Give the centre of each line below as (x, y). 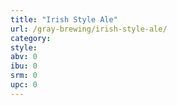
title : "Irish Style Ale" (64, 19)
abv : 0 (24, 57)
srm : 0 (24, 76)
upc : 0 (24, 85)
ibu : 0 (24, 66)
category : (31, 38)
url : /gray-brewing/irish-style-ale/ (89, 29)
